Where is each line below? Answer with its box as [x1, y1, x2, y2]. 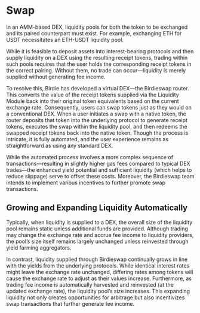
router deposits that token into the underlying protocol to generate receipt [6, 116, 188, 123]
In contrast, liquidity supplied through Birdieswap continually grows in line [6, 256, 188, 263]
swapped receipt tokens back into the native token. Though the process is [6, 129, 189, 136]
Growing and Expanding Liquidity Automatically [6, 203, 188, 213]
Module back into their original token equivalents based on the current [6, 97, 179, 105]
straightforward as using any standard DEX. [6, 142, 113, 149]
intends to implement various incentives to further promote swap [6, 179, 166, 186]
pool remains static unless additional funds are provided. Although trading [6, 225, 188, 232]
